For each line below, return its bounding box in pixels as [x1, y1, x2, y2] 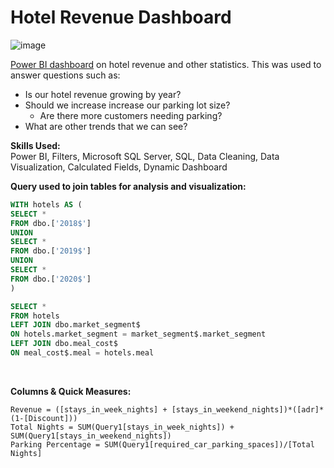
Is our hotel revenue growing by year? [24, 88, 182, 100]
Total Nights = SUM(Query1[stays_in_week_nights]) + [10, 422, 235, 432]
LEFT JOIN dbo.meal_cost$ [10, 339, 118, 349]
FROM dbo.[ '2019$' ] [10, 246, 92, 256]
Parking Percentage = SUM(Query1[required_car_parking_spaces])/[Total [10, 439, 315, 450]
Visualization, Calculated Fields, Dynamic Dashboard [10, 161, 228, 173]
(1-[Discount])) [10, 413, 78, 423]
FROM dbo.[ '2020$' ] [10, 274, 92, 284]
